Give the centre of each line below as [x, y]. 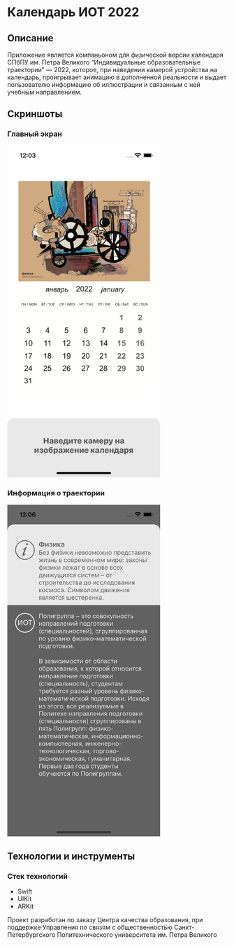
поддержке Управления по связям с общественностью [90, 927]
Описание [30, 38]
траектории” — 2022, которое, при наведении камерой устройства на [112, 70]
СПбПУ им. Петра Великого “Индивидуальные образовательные [104, 62]
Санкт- [184, 927]
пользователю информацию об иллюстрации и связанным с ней [104, 84]
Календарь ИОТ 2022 [73, 12]
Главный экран [35, 134]
